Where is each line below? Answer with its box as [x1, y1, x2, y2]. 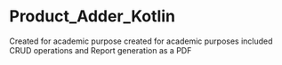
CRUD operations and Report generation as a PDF [9, 45, 192, 55]
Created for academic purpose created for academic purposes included [9, 36, 273, 46]
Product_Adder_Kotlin [9, 6, 176, 27]
